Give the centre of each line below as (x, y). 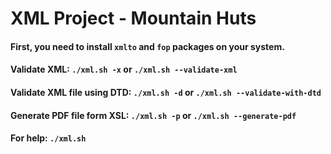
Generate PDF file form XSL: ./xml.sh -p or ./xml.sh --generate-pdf (153, 115)
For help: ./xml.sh (48, 138)
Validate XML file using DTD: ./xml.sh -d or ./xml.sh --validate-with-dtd (166, 92)
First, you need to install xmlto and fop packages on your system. (147, 46)
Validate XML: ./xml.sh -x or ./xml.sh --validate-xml (124, 69)
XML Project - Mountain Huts (133, 18)
